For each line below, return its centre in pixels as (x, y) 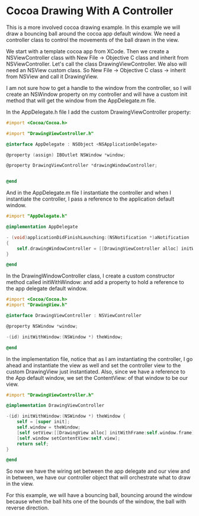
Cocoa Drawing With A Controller (90, 11)
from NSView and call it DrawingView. (52, 76)
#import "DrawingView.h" (37, 305)
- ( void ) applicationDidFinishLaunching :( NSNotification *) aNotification (98, 237)
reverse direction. (28, 508)
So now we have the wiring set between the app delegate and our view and (98, 471)
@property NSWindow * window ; (42, 326)
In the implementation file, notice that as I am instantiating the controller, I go (99, 359)
